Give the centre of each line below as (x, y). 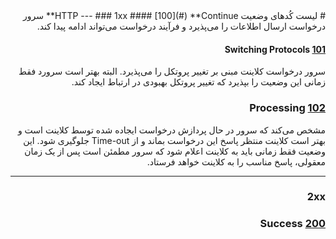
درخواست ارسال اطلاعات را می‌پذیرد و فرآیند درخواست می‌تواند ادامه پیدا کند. (181, 26)
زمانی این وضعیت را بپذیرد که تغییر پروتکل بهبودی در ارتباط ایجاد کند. (198, 82)
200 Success (292, 224)
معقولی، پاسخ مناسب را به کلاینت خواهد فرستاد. (236, 161)
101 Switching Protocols (275, 49)
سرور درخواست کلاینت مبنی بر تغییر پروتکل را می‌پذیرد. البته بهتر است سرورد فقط (172, 71)
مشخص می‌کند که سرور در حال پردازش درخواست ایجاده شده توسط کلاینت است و (171, 130)
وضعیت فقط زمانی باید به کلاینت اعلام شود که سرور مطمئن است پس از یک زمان (175, 151)
